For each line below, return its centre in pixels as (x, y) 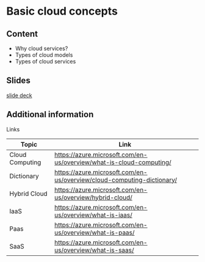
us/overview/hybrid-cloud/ (94, 197)
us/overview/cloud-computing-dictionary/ (116, 180)
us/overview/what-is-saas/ (94, 250)
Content (22, 34)
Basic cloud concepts (62, 11)
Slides (18, 81)
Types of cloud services (45, 61)
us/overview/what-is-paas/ (95, 232)
